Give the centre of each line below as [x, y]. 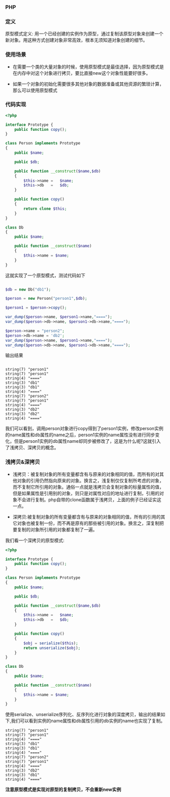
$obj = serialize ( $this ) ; [51, 643]
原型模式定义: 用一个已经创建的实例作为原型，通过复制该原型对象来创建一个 [84, 34]
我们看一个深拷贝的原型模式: [35, 540]
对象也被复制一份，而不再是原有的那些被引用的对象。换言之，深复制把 [90, 523]
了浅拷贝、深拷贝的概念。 [32, 448]
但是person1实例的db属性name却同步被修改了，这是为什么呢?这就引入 [88, 441]
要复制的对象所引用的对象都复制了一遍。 [55, 529]
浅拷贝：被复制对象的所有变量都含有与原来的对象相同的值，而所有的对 [86, 474]
